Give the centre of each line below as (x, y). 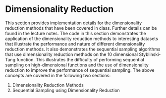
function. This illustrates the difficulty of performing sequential (81, 59)
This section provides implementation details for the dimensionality (74, 23)
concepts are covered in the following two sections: (58, 75)
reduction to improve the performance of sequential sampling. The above (80, 70)
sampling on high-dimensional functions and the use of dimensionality (77, 65)
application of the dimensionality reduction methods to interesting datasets (82, 39)
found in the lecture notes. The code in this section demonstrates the (76, 33)
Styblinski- (150, 54)
